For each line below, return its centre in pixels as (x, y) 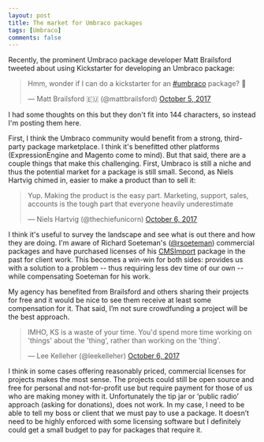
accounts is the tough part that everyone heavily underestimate (130, 204)
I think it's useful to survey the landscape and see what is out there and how (132, 234)
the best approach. (39, 317)
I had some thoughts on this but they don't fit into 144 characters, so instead (132, 114)
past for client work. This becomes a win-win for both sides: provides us (126, 260)
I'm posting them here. (45, 123)
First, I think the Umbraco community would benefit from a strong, (115, 138)
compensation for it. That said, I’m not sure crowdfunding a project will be (128, 309)
